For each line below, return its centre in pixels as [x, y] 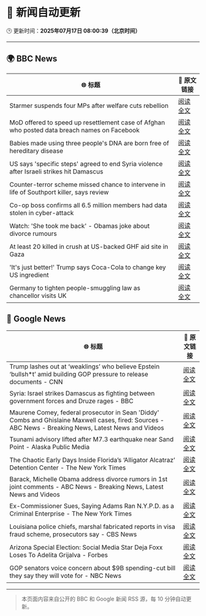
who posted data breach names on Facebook [74, 130]
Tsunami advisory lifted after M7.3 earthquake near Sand [91, 439]
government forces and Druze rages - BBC [71, 401]
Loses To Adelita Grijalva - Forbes [59, 555]
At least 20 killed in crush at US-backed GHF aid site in [89, 246]
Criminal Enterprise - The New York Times [71, 514]
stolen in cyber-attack [42, 213]
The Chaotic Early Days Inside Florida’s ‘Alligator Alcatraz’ [92, 460]
